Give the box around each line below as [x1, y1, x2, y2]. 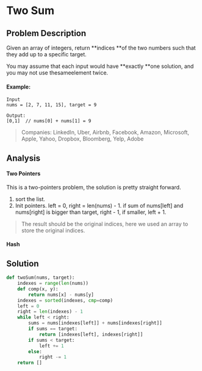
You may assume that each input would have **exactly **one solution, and [6, 62, 194, 70]
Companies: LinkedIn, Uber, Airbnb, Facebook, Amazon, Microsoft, [21, 129, 190, 136]
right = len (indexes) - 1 [17, 309, 84, 315]
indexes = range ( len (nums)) [17, 281, 88, 287]
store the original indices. [21, 227, 85, 234]
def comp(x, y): [17, 285, 59, 292]
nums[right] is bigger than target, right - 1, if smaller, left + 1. [15, 208, 167, 216]
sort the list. [15, 195, 46, 202]
